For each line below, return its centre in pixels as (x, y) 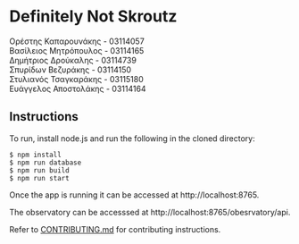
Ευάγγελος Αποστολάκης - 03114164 (78, 88)
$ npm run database (46, 163)
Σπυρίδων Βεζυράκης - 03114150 (71, 70)
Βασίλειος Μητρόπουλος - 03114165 (77, 50)
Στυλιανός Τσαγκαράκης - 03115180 (77, 79)
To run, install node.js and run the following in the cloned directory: (133, 138)
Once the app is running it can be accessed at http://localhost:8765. (134, 195)
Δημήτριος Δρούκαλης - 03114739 (73, 60)
